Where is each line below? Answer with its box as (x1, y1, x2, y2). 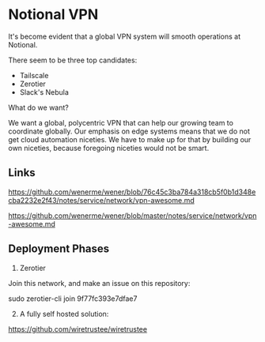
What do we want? (8, 103, 69, 112)
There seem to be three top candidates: (8, 55, 138, 65)
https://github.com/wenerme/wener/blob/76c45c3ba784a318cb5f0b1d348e (8, 187, 256, 197)
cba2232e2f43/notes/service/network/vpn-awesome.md (8, 195, 195, 205)
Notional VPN (8, 6, 99, 24)
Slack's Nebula (19, 87, 70, 96)
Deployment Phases (8, 242, 110, 256)
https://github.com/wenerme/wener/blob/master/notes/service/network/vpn (8, 211, 257, 220)
